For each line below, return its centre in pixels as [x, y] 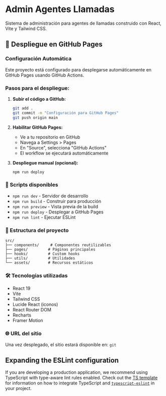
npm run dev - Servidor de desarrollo [50, 196]
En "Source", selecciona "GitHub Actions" [63, 147]
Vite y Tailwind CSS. [26, 28]
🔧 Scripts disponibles [32, 185]
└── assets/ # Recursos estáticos [49, 263]
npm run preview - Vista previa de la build [55, 206]
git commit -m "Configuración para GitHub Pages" [66, 113]
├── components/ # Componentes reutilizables [58, 245]
